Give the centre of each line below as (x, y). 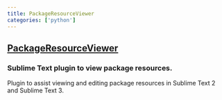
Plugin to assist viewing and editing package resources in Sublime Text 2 (111, 83)
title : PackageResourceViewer (51, 14)
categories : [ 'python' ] (42, 20)
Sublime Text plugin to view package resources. (90, 68)
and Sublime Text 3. (36, 90)
